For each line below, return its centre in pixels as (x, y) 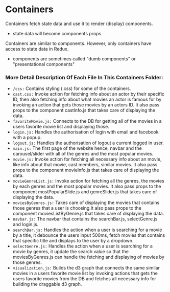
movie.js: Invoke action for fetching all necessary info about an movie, (87, 159)
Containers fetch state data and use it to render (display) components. (79, 24)
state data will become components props (57, 33)
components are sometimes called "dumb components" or (74, 59)
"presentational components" (44, 64)
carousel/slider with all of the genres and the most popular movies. (83, 154)
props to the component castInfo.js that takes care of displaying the (84, 110)
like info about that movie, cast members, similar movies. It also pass (85, 165)
